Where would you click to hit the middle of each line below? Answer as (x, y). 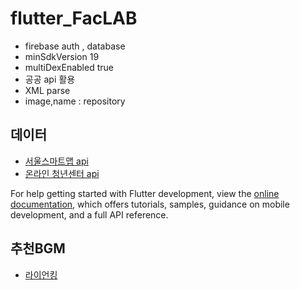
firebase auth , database (75, 46)
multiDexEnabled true (69, 67)
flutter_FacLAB (74, 18)
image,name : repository (75, 101)
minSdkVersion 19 (62, 56)
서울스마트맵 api (56, 161)
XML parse (47, 90)
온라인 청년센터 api (62, 173)
